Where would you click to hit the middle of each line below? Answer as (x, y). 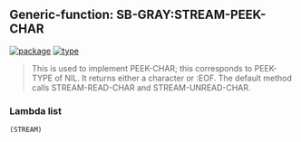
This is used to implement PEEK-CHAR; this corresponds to (142, 68)
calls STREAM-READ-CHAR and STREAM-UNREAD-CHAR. (141, 87)
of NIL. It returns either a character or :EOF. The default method (173, 78)
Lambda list (35, 110)
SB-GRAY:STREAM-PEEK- (191, 15)
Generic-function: (62, 15)
